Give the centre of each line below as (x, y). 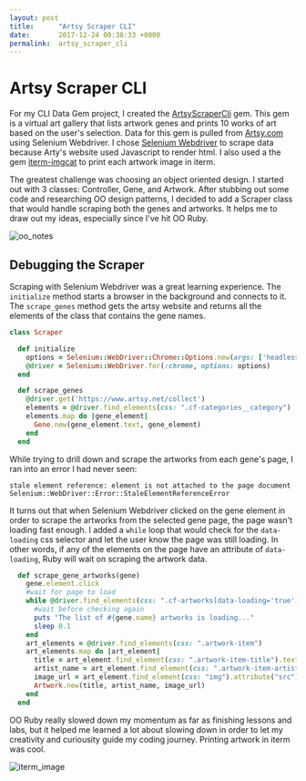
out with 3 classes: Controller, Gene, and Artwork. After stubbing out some (149, 190)
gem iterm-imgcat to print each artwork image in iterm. (112, 162)
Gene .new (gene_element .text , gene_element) (117, 425)
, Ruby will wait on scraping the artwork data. (122, 559)
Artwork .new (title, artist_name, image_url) (119, 685)
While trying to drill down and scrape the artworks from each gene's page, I (152, 459)
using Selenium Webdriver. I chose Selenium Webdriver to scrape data (142, 143)
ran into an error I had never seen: (73, 468)
